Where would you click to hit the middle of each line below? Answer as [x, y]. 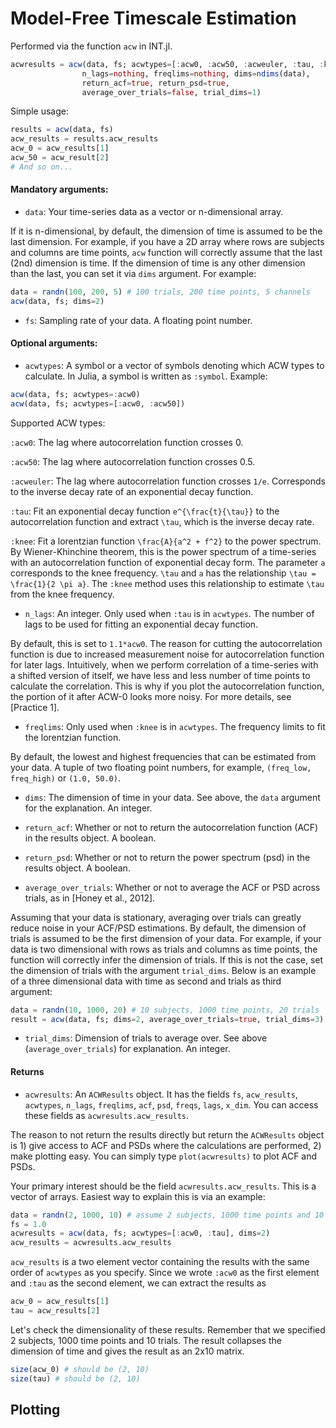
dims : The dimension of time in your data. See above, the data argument [172, 797]
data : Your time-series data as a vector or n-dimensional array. [154, 212]
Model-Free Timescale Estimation [153, 18]
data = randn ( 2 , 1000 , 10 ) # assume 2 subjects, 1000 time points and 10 [167, 1215]
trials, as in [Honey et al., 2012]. [90, 898]
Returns [27, 1072]
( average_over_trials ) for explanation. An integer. [127, 1049]
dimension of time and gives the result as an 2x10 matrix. [127, 1351]
